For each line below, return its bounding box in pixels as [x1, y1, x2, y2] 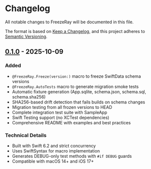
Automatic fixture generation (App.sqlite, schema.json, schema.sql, [12, 88, 147, 95]
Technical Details [5, 132, 47, 138]
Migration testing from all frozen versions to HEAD [12, 104, 112, 110]
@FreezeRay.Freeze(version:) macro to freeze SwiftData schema [12, 73, 141, 79]
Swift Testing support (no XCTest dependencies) [12, 115, 110, 120]
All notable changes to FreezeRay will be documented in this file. [5, 19, 134, 25]
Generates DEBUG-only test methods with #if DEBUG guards [12, 153, 132, 159]
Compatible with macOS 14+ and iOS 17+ [12, 158, 94, 164]
